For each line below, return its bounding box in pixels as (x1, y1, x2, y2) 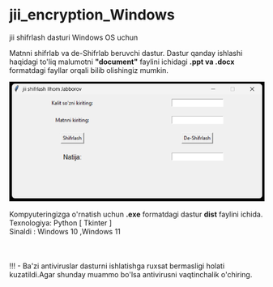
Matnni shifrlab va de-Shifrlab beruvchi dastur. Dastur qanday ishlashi (9, 48, 243, 58)
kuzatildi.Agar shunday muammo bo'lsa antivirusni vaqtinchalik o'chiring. (9, 270, 253, 280)
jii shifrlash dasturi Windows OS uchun (9, 32, 139, 42)
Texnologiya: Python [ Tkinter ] (9, 218, 113, 228)
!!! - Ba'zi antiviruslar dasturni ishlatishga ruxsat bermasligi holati (9, 261, 225, 271)
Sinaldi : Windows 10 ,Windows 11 (9, 227, 121, 237)
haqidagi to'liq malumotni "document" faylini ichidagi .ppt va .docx (9, 57, 235, 66)
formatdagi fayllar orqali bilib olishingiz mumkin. (9, 65, 169, 75)
